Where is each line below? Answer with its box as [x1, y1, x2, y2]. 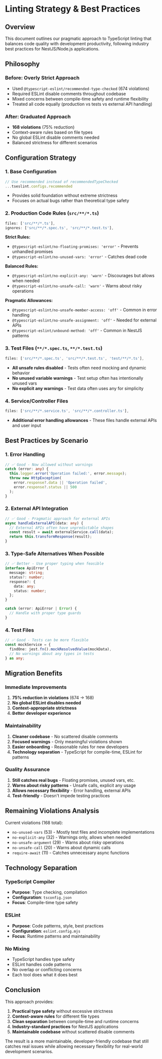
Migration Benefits [5, 669, 63, 677]
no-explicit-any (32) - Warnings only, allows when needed [12, 834, 131, 840]
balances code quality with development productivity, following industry [5, 41, 149, 47]
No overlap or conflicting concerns [12, 966, 82, 972]
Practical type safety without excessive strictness [12, 1008, 113, 1014]
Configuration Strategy [5, 154, 77, 162]
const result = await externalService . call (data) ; [9, 530, 114, 535]
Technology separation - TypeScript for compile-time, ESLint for [12, 749, 142, 755]
